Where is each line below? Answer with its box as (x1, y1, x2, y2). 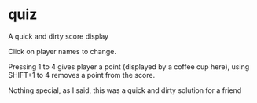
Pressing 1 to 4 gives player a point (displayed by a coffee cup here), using (8, 61, 250, 72)
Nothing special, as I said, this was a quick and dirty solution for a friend (8, 85, 242, 95)
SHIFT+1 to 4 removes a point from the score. (8, 70, 156, 79)
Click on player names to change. (8, 46, 116, 56)
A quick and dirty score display (8, 31, 108, 41)
